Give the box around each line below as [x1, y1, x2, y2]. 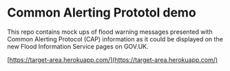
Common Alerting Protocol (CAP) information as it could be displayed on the [7, 34, 224, 43]
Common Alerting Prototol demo [7, 5, 196, 21]
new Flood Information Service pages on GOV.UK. [7, 42, 149, 50]
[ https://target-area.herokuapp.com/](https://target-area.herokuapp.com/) [7, 55, 218, 63]
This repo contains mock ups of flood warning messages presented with [7, 28, 213, 36]
